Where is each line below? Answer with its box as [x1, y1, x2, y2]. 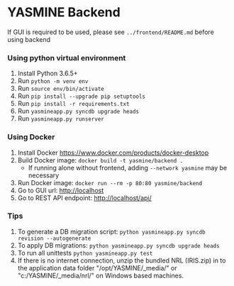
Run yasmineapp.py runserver [17, 114, 104, 123]
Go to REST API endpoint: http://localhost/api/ [17, 193, 152, 202]
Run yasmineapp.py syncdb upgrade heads [17, 107, 140, 116]
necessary [28, 171, 60, 180]
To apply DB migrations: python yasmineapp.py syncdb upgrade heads [17, 241, 220, 249]
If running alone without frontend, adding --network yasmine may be [28, 163, 228, 172]
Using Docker [7, 132, 55, 142]
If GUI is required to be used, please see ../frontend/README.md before [7, 28, 214, 36]
